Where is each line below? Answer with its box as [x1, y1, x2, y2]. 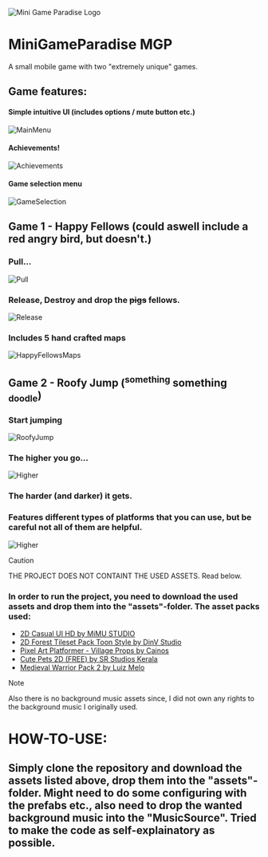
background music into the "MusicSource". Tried [8, 812, 257, 825]
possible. [8, 836, 56, 850]
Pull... [8, 256, 32, 267]
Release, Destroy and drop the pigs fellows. [8, 294, 181, 305]
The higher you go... [8, 453, 89, 464]
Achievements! [8, 143, 60, 153]
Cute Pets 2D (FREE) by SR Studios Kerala [19, 654, 158, 663]
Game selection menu [8, 179, 82, 189]
